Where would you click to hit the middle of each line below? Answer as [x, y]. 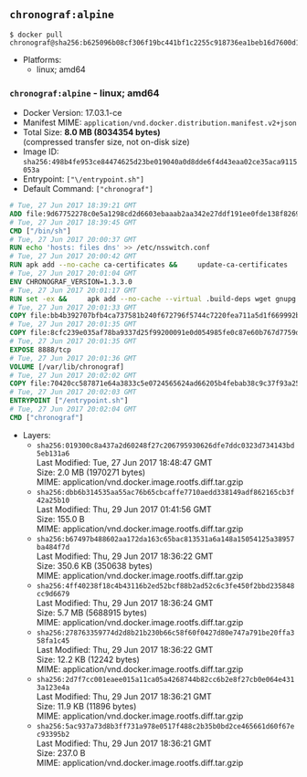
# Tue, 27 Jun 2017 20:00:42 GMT [73, 257]
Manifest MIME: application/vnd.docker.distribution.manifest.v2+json [159, 122]
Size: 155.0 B [60, 519]
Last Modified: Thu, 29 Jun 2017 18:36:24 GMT [125, 603]
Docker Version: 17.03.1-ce [72, 113]
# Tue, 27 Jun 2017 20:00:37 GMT [73, 239]
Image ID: [41, 152]
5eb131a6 [53, 453]
